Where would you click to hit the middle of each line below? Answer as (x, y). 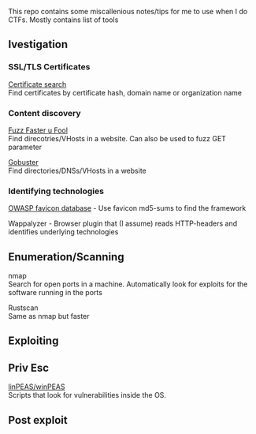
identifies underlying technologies (63, 232)
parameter (25, 147)
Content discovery (45, 113)
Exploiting (33, 341)
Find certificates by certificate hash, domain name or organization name (125, 92)
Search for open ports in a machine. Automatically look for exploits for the (128, 284)
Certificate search (37, 84)
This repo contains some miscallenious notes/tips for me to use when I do (128, 11)
